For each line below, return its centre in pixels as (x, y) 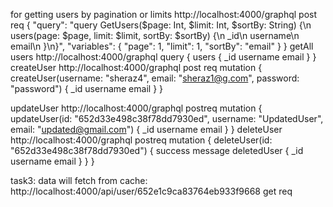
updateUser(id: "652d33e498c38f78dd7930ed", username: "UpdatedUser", (167, 118)
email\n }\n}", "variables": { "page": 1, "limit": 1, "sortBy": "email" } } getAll (162, 46)
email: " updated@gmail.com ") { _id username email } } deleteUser (146, 129)
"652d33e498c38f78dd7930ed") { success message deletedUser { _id (157, 150)
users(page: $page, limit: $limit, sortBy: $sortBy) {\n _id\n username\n (155, 35)
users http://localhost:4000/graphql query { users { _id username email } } (163, 57)
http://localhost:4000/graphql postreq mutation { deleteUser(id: (141, 140)
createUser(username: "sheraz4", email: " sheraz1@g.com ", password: (155, 78)
